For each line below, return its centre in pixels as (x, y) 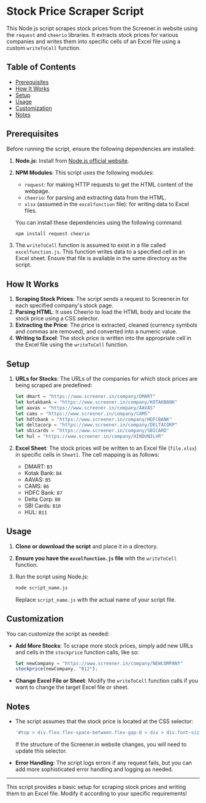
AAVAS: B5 (37, 479)
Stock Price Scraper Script (75, 11)
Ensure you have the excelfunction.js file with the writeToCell (96, 558)
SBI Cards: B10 (43, 506)
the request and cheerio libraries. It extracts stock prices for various (92, 34)
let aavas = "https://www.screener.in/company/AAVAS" (85, 408)
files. (31, 211)
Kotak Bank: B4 (43, 473)
